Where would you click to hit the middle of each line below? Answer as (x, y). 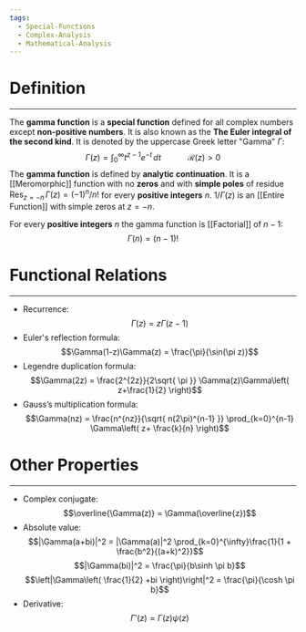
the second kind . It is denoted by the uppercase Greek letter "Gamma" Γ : (147, 141)
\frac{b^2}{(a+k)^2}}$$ (160, 551)
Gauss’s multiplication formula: (80, 404)
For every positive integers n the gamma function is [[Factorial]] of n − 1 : (147, 224)
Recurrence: (46, 309)
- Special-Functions (56, 26)
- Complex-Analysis (55, 35)
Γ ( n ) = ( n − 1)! (153, 239)
